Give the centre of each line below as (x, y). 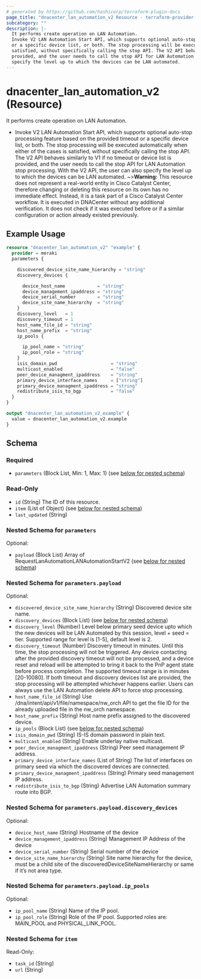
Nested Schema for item (42, 939)
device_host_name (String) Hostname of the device (77, 832)
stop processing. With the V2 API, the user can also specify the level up (103, 171)
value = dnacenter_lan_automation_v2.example (69, 419)
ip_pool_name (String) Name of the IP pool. (67, 910)
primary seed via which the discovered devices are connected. (92, 766)
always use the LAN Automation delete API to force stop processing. (99, 690)
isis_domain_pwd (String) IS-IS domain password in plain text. (90, 735)
